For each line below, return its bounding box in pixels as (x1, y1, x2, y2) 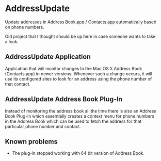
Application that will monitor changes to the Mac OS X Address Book (5, 65, 142, 71)
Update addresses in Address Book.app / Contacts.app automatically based (5, 19, 157, 25)
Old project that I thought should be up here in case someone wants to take (5, 33, 156, 39)
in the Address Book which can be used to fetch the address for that (5, 118, 142, 124)
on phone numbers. (5, 24, 45, 30)
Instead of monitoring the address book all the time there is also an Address (5, 108, 157, 114)
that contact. (5, 81, 31, 87)
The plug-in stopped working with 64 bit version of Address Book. (12, 150, 145, 156)
